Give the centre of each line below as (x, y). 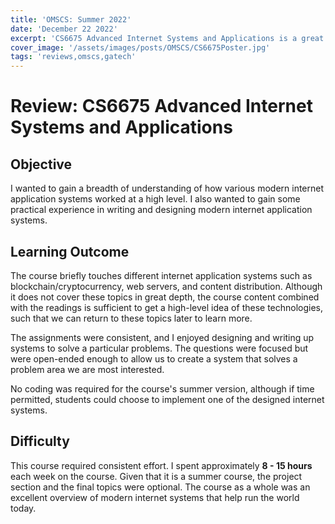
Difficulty (40, 441)
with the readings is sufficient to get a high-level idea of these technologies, (167, 307)
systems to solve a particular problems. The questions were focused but (159, 348)
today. (23, 508)
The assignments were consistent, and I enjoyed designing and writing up (162, 337)
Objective (41, 164)
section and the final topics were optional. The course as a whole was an (160, 487)
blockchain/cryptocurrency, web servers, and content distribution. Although (166, 286)
